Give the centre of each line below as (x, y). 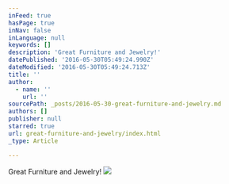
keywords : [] (30, 45)
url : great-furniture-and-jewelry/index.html (84, 133)
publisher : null (35, 119)
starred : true (32, 126)
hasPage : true (32, 23)
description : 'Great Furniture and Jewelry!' (84, 52)
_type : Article (33, 141)
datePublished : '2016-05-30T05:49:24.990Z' (81, 60)
